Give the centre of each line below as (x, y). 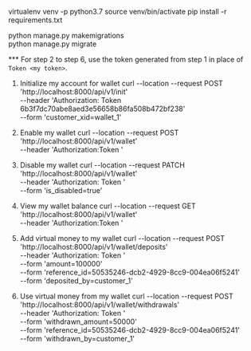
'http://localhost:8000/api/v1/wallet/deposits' (94, 247)
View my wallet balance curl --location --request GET (108, 206)
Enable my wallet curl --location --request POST (99, 132)
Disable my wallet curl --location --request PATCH (102, 165)
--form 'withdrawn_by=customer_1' (77, 339)
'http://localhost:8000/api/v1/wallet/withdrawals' (100, 305)
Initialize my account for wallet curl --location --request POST (121, 83)
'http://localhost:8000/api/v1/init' (74, 92)
